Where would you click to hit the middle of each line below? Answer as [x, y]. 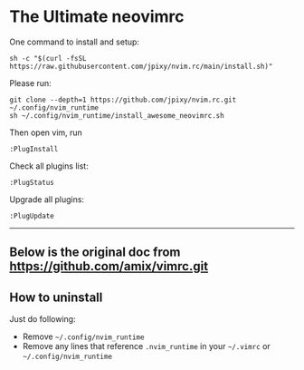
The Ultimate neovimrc [97, 17]
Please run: [30, 83]
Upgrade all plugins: [47, 199]
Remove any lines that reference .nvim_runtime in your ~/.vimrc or [147, 346]
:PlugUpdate [32, 216]
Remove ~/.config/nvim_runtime [83, 336]
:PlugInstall [34, 149]
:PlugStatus [32, 182]
